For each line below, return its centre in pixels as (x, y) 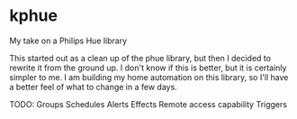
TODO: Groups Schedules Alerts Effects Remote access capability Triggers (148, 104)
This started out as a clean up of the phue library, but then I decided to (140, 58)
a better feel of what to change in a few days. (93, 87)
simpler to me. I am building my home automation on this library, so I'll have (149, 77)
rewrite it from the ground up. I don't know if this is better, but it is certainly (148, 68)
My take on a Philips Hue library (68, 41)
